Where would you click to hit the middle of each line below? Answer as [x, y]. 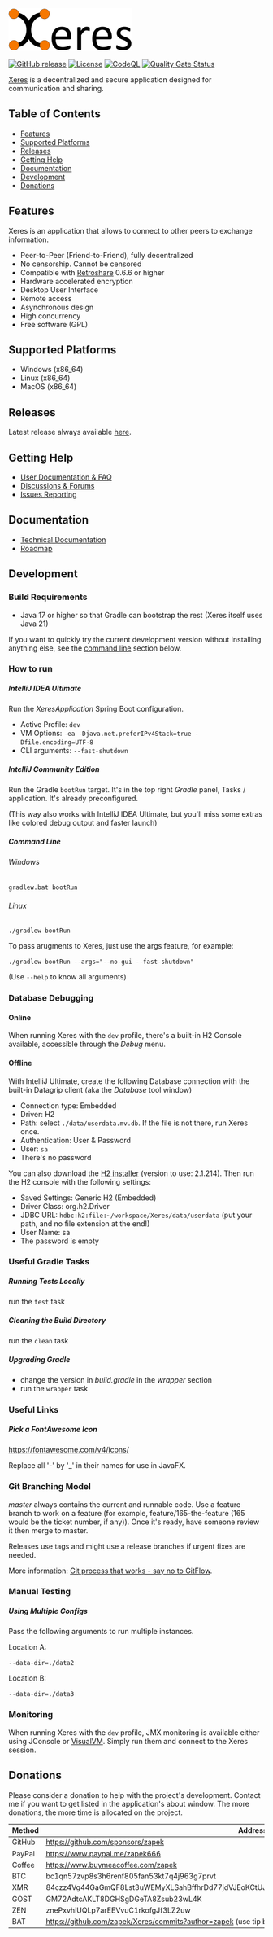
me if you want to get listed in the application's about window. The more [129, 1803]
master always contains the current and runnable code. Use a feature [125, 1504]
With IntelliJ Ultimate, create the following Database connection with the [129, 1081]
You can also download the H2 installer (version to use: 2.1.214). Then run [131, 1173]
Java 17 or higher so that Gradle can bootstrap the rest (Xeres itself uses [141, 615]
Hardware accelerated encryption [76, 281]
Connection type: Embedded [68, 1105]
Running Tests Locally [47, 1282]
